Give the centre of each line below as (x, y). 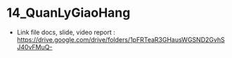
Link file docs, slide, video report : (66, 32)
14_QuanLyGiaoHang (69, 13)
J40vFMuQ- (34, 47)
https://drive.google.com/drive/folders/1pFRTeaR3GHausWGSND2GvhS (121, 39)
